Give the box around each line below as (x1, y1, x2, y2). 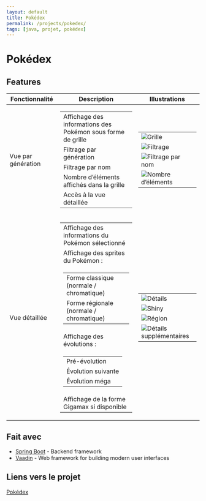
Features (6, 77, 41, 87)
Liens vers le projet (6, 472, 81, 483)
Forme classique (66, 274, 115, 282)
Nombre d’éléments (63, 173, 120, 181)
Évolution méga (66, 377, 112, 386)
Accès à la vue (63, 190, 106, 199)
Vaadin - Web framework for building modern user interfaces (15, 454, 170, 462)
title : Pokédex (6, 15, 45, 21)
